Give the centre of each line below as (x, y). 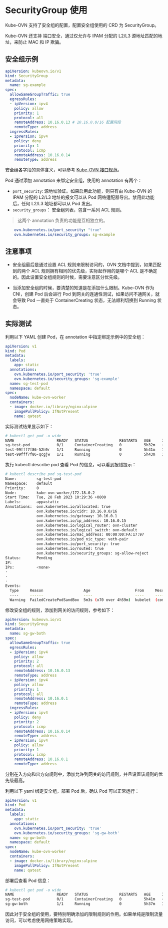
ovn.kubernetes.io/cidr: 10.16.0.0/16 (77, 511)
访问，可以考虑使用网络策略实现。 (40, 920)
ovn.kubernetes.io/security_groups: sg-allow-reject (93, 553)
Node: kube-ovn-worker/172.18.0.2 (50, 493)
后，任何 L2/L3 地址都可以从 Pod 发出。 (53, 204)
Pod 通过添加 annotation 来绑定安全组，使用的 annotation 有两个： (74, 180)
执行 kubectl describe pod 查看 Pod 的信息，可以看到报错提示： (71, 465)
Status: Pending (29, 558)
